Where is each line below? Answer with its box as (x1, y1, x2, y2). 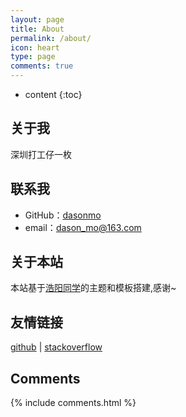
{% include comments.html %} (10, 397, 137, 409)
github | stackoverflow (10, 341, 103, 353)
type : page (10, 52, 56, 62)
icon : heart (10, 42, 60, 53)
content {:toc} (24, 89, 83, 100)
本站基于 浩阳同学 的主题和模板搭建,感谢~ (10, 282, 177, 294)
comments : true (10, 61, 74, 71)
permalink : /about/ (10, 33, 92, 43)
